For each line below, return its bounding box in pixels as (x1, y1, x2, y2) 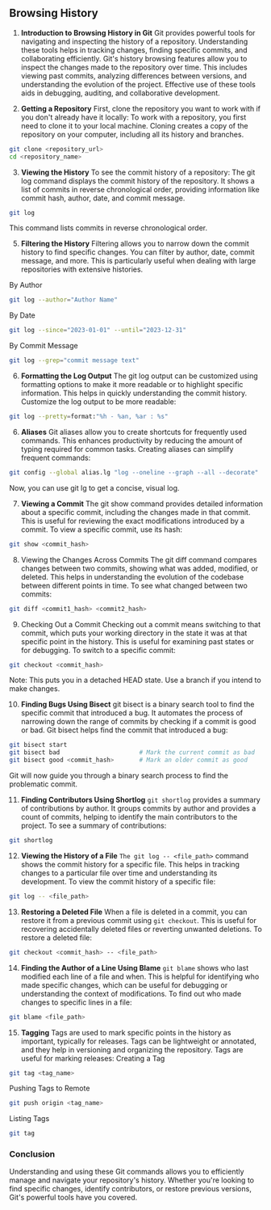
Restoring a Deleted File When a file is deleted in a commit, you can (20, 907, 248, 917)
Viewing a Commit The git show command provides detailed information (20, 499, 264, 508)
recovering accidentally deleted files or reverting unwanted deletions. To (20, 924, 263, 934)
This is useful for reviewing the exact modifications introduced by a (20, 516, 245, 525)
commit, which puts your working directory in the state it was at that (20, 628, 248, 638)
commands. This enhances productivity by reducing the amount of (20, 436, 243, 445)
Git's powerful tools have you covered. (9, 1192, 138, 1203)
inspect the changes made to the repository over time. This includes (20, 62, 248, 72)
